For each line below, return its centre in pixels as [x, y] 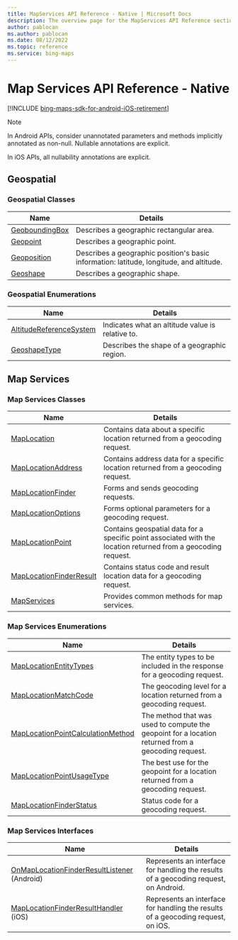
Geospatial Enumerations [52, 294]
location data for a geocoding [153, 576]
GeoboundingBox [40, 230]
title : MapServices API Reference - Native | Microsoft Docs [100, 14]
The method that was [177, 715]
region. [114, 354]
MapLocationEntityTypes [52, 665]
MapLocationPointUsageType [60, 775]
